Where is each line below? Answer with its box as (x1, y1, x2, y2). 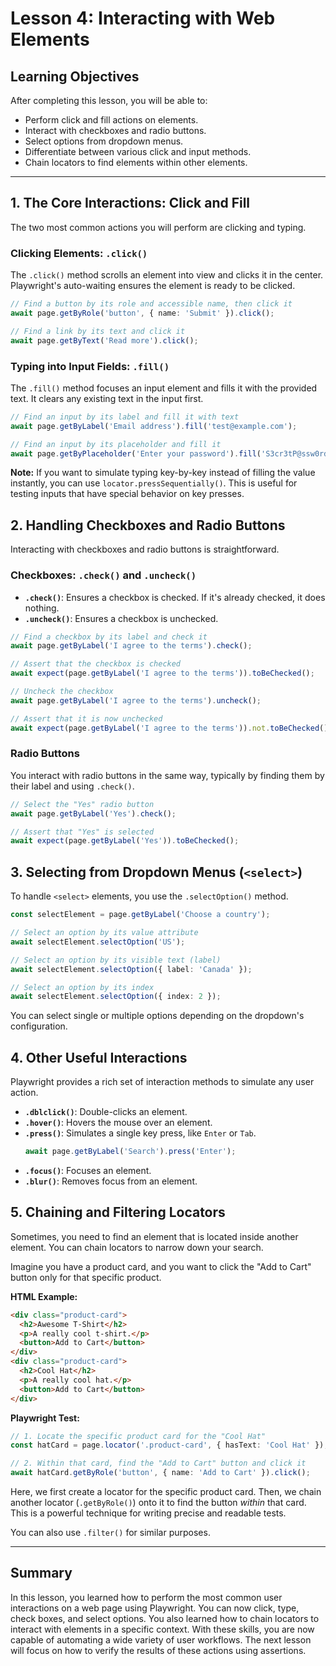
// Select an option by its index (10, 982, 155, 992)
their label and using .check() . (10, 780, 135, 792)
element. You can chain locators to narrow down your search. (10, 1241, 264, 1253)
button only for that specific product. (10, 1271, 162, 1283)
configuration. (10, 1020, 68, 1032)
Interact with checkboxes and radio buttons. (24, 125, 207, 136)
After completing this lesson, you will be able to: (10, 95, 208, 106)
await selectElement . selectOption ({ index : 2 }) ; (10, 992, 222, 1002)
